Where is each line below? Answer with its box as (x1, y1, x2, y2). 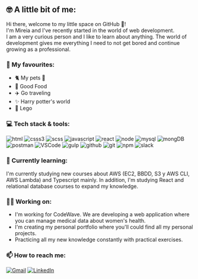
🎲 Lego (14, 105, 33, 112)
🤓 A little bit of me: (6, 5, 76, 15)
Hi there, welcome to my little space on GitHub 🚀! (6, 20, 126, 27)
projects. (14, 230, 37, 236)
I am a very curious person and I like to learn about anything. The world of (6, 33, 187, 40)
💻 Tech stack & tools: (6, 120, 70, 128)
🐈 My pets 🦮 (14, 74, 46, 82)
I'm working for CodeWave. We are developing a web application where (14, 211, 190, 218)
